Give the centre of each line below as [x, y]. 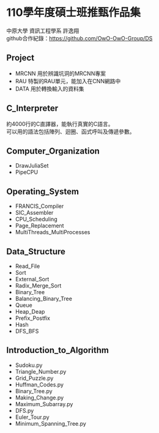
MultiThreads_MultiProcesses [53, 232]
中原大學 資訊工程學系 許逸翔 [43, 31]
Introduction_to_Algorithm [57, 350]
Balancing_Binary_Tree [43, 298]
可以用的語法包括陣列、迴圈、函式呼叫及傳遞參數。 [71, 131]
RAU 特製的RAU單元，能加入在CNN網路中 [68, 81]
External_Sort [32, 279]
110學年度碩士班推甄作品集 [74, 13]
